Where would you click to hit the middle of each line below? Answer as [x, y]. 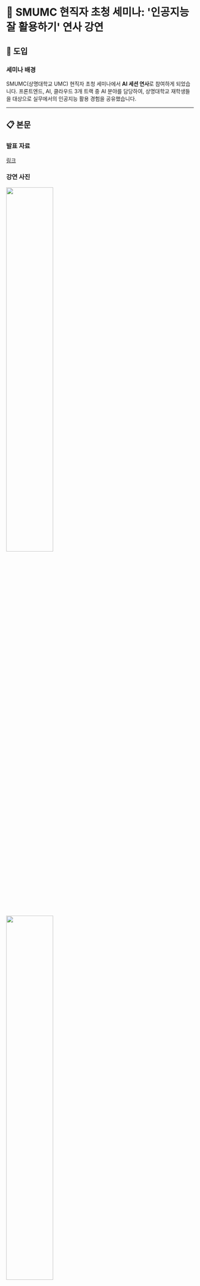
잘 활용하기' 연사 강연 [55, 27]
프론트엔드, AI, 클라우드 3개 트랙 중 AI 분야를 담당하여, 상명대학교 [94, 91]
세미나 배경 [21, 69]
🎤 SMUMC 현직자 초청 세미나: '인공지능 [98, 12]
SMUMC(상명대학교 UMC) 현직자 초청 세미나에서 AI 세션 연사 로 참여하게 [90, 84]
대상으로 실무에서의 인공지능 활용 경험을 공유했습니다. [74, 99]
